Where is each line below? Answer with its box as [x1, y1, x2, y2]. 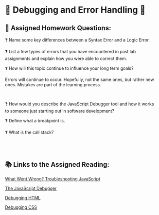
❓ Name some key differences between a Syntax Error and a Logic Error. [5, 37, 150, 43]
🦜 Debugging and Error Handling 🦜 [5, 4, 146, 16]
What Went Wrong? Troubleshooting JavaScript [5, 176, 101, 182]
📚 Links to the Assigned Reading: [5, 160, 109, 169]
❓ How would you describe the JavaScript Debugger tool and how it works [5, 101, 154, 107]
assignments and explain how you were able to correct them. [5, 56, 127, 61]
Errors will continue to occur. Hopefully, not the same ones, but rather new [5, 77, 154, 82]
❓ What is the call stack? [5, 129, 54, 135]
